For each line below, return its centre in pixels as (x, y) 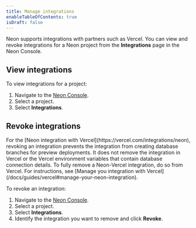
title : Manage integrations (40, 11)
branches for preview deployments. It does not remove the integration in (93, 152)
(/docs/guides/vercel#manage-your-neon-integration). (72, 177)
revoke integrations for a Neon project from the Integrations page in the (93, 45)
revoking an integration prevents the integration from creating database (92, 146)
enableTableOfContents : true (42, 17)
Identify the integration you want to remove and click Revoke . (89, 219)
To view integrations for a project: (47, 84)
